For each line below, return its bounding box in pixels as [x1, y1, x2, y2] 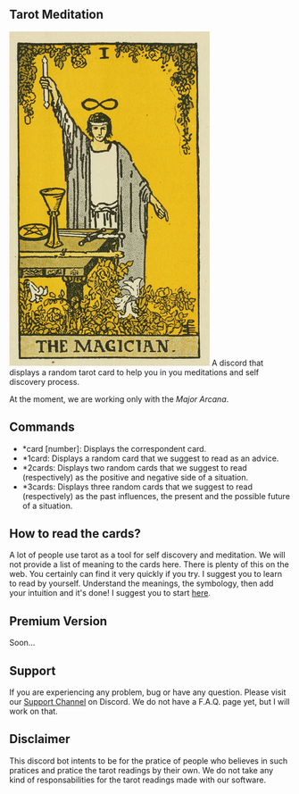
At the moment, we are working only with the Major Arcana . [9, 393, 229, 405]
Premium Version [9, 614, 108, 629]
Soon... [9, 638, 36, 648]
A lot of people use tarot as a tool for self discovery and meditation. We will [9, 549, 286, 561]
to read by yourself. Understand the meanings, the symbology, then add [9, 578, 274, 589]
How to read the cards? [9, 526, 141, 541]
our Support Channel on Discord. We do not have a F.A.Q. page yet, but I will [9, 697, 290, 707]
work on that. [9, 706, 58, 717]
